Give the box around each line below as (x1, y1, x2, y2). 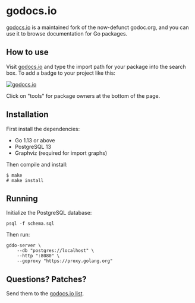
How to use (6, 47, 49, 58)
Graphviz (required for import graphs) (14, 149, 108, 157)
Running (6, 193, 39, 203)
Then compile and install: (6, 161, 68, 168)
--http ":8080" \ (17, 253, 60, 259)
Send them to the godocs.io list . (6, 290, 84, 297)
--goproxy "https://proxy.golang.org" (17, 258, 113, 264)
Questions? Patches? (6, 274, 87, 284)
